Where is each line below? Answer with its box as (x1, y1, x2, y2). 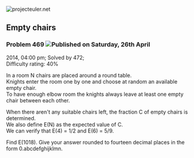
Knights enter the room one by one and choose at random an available (6, 78, 177, 85)
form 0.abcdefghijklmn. (6, 145, 63, 152)
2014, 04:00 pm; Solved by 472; (6, 54, 85, 61)
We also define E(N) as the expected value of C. (6, 121, 123, 128)
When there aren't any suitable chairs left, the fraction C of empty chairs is (6, 108, 188, 115)
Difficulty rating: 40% (6, 60, 59, 67)
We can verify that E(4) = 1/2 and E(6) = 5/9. (6, 127, 114, 134)
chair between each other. (6, 96, 70, 104)
